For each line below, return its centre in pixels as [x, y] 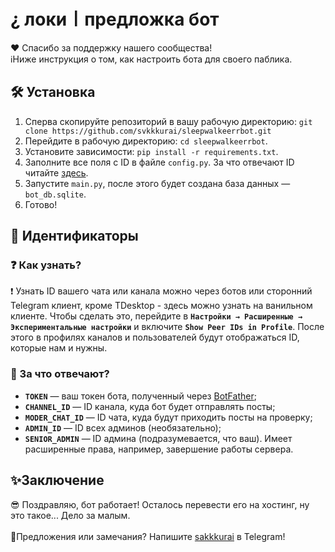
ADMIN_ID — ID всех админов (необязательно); [123, 427]
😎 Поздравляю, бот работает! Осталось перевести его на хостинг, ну [160, 504]
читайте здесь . [56, 172]
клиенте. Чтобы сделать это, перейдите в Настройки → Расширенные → [156, 316]
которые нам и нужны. [59, 348]
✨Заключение [57, 480]
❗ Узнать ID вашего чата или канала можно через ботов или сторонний [161, 291]
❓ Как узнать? [46, 265]
